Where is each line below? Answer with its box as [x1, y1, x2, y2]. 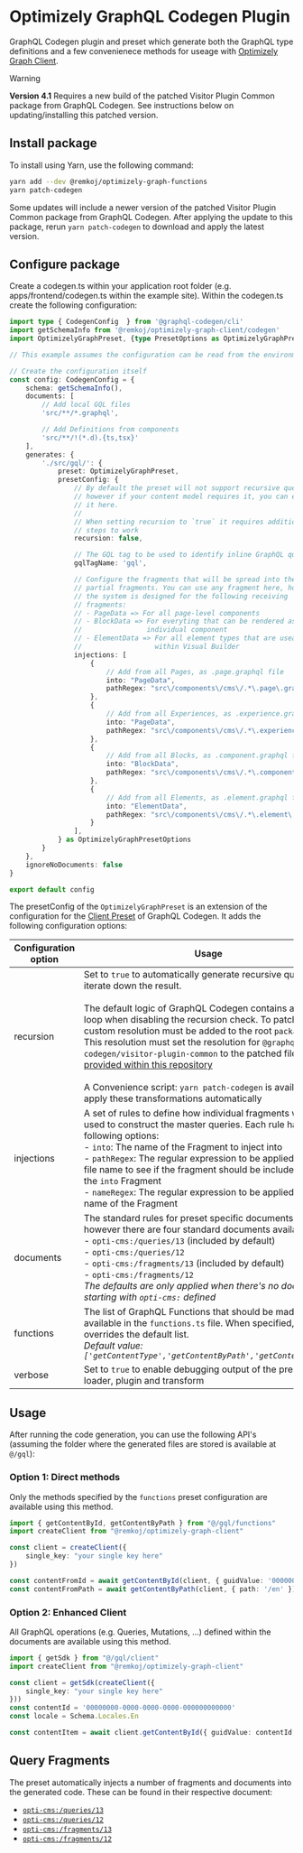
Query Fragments [9, 1753, 111, 1768]
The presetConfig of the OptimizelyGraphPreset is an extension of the [9, 901, 268, 913]
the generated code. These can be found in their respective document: [9, 1786, 273, 1797]
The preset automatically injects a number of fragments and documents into [9, 1776, 292, 1788]
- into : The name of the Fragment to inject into [84, 1141, 283, 1153]
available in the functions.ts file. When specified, [84, 1317, 295, 1330]
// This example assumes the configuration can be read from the [9, 350, 260, 359]
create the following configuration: [9, 300, 138, 310]
